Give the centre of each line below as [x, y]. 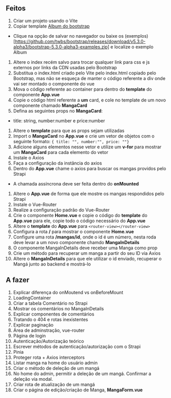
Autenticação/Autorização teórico [49, 341]
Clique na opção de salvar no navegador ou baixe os [68, 36]
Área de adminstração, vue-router [49, 330]
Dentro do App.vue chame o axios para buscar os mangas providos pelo [90, 168]
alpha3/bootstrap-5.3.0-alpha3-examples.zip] [61, 47]
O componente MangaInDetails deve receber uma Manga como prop [85, 248]
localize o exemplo [134, 47]
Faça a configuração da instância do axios [58, 163]
